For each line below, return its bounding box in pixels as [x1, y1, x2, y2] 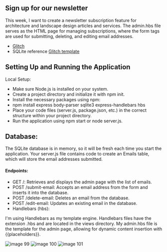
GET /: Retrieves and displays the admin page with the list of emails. [12, 179, 152, 185]
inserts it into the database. [12, 189, 69, 195]
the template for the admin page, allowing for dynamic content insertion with [5, 225, 163, 232]
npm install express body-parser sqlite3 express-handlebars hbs [12, 102, 146, 108]
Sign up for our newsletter [5, 4, 88, 13]
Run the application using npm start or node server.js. [12, 118, 123, 124]
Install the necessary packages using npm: [12, 96, 101, 102]
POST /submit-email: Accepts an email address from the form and [12, 184, 148, 190]
